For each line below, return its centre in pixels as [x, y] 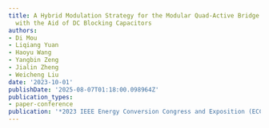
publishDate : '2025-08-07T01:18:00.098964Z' [84, 89]
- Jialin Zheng [34, 68]
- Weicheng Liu [34, 75]
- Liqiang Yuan [34, 45]
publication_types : [41, 97]
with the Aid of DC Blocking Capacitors [84, 23]
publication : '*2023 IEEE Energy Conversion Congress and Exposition [127, 112]
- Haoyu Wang [30, 52]
